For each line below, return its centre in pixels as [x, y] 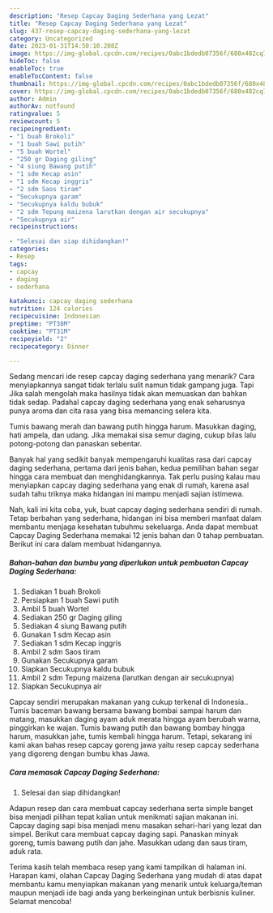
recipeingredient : [40, 129]
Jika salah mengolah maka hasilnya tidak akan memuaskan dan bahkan [128, 394]
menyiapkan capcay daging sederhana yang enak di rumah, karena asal [129, 485]
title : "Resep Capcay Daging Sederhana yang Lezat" [98, 23]
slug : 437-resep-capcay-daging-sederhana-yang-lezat [100, 31]
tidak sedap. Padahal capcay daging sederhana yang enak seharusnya [127, 403]
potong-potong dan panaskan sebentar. [76, 444]
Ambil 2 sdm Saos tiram [60, 652]
